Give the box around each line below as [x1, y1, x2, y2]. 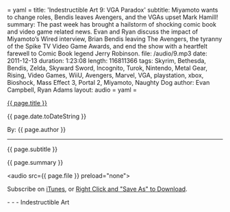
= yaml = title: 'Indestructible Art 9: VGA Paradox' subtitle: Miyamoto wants [7, 6, 218, 14]
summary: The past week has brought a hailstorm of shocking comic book [7, 21, 217, 28]
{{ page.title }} [7, 99, 48, 107]
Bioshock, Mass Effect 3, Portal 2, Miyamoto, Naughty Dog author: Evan [7, 79, 210, 86]
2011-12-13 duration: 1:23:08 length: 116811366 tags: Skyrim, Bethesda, [7, 57, 207, 64]
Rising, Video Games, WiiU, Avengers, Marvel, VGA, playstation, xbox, [7, 71, 204, 79]
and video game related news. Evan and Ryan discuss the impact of [7, 27, 199, 36]
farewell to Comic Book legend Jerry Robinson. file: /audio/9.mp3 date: [7, 49, 207, 57]
